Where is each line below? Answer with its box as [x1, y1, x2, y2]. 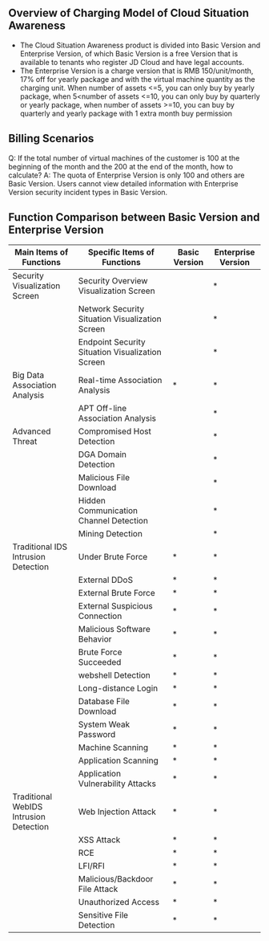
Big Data [12, 369, 45, 381]
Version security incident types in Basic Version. [8, 187, 168, 197]
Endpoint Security [78, 336, 146, 348]
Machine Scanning [78, 742, 149, 753]
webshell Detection [78, 670, 151, 681]
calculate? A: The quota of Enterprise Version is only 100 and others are [8, 170, 245, 180]
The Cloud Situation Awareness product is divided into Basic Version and [19, 40, 261, 50]
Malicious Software [78, 624, 151, 635]
